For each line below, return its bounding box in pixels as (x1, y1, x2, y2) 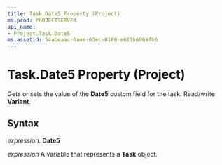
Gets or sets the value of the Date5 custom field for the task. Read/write (7, 90, 216, 98)
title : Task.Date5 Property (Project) (7, 10, 120, 18)
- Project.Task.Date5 (7, 29, 71, 37)
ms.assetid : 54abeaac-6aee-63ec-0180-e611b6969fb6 (7, 37, 158, 44)
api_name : (7, 23, 36, 30)
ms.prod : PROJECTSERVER (7, 17, 77, 24)
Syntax (7, 117, 39, 130)
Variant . (7, 98, 32, 106)
